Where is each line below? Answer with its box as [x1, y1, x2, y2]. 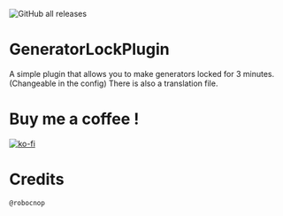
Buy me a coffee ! [9, 109, 140, 129]
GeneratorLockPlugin [9, 40, 170, 59]
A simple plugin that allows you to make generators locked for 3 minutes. [9, 68, 275, 79]
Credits [9, 169, 65, 189]
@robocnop [9, 198, 46, 207]
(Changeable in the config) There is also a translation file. [9, 78, 218, 89]
